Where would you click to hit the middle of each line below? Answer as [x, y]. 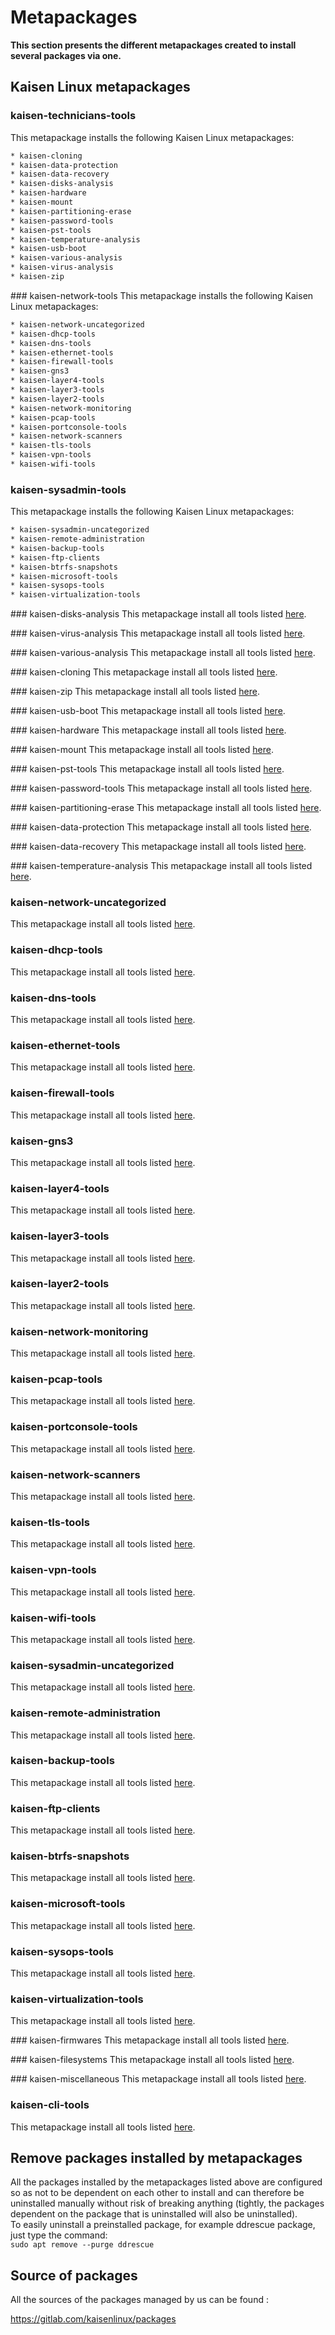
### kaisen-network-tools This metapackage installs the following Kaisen [162, 295]
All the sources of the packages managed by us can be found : [139, 2300]
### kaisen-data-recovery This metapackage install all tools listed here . [158, 847]
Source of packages [74, 2275]
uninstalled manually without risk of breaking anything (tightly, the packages [167, 2203]
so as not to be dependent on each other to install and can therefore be [157, 2193]
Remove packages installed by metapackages [156, 2157]
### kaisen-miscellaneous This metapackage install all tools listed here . [158, 2079]
